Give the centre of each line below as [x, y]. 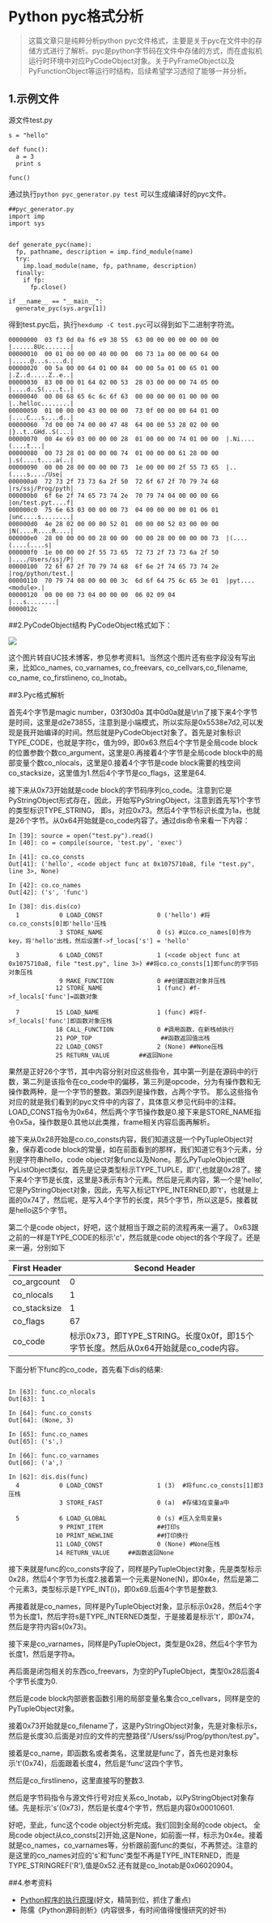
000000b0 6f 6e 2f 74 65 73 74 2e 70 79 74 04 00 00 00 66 [114, 496]
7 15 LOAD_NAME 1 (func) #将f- [111, 1012]
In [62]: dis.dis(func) [49, 1477]
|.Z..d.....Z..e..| [41, 375]
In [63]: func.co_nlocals [52, 1392]
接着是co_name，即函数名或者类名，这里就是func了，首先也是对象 [120, 1753]
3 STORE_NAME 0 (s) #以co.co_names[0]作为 [155, 932]
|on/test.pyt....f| [41, 503]
